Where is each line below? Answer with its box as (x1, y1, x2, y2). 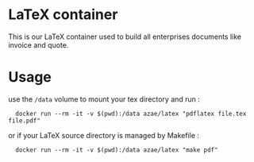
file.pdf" (8, 117, 41, 125)
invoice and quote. (8, 40, 69, 49)
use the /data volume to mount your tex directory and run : (8, 94, 201, 104)
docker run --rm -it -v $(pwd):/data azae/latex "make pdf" (15, 145, 218, 154)
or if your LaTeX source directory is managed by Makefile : (8, 130, 200, 140)
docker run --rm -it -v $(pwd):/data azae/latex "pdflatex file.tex (15, 110, 247, 118)
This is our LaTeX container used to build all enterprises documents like (8, 32, 242, 41)
